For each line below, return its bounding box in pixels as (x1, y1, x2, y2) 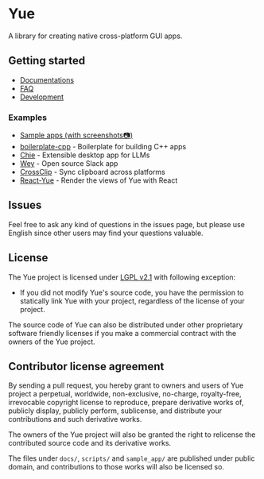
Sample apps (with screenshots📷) (19, 130, 134, 140)
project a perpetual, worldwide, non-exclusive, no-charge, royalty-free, (8, 389, 242, 399)
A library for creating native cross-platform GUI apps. (8, 31, 183, 41)
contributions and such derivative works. (8, 415, 142, 424)
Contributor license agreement (8, 360, 165, 373)
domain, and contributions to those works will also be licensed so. (8, 462, 225, 472)
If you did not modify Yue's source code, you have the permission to (19, 288, 244, 297)
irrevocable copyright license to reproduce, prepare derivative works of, (8, 398, 244, 408)
